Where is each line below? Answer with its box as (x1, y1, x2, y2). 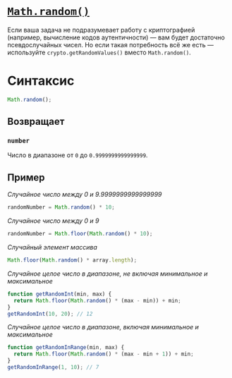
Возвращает (7, 116, 65, 128)
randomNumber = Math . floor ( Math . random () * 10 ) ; (7, 231, 153, 238)
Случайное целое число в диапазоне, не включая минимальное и (7, 269, 208, 278)
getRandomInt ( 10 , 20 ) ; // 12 (7, 310, 93, 317)
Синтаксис (7, 73, 75, 89)
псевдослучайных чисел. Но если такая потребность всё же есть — (7, 40, 214, 49)
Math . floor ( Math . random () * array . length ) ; (7, 257, 138, 264)
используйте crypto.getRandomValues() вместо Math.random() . (7, 48, 192, 56)
